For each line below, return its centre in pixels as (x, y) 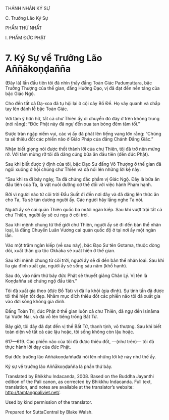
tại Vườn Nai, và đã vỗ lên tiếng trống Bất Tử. (52, 316)
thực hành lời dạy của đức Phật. (38, 347)
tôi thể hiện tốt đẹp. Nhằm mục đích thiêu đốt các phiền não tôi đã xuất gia (83, 296)
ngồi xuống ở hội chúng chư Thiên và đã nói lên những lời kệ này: (73, 169)
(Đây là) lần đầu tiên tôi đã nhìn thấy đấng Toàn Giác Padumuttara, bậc (79, 83)
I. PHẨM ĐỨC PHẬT (26, 38)
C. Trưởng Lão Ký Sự (27, 18)
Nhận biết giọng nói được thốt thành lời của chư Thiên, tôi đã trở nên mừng (83, 149)
